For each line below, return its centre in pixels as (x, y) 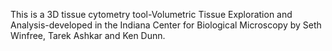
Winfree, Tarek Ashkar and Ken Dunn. (88, 35)
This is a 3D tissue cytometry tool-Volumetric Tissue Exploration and (151, 14)
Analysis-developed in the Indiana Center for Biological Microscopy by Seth (166, 25)
